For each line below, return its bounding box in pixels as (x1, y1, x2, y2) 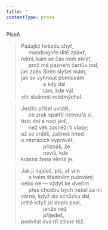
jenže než (42, 205, 67, 212)
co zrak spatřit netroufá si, (28, 111, 94, 118)
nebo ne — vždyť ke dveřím (20, 180, 90, 187)
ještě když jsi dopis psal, (20, 198, 82, 206)
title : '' (6, 8, 31, 15)
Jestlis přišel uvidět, (20, 105, 70, 112)
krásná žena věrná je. (20, 155, 74, 162)
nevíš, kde (42, 149, 69, 156)
